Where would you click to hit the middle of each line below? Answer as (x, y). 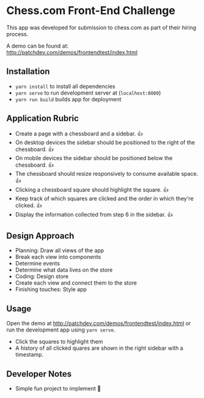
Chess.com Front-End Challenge (91, 11)
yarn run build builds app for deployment (68, 99)
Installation (28, 72)
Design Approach (40, 236)
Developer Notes (39, 374)
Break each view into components (58, 257)
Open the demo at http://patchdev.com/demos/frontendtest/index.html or (99, 324)
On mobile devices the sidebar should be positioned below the (94, 158)
